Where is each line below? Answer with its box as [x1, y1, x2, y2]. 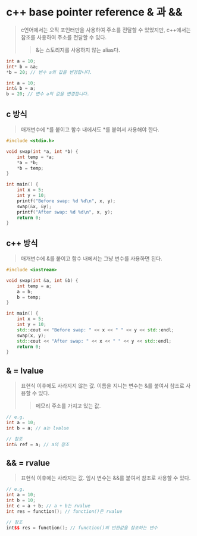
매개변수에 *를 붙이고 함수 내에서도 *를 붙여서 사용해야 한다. [20, 126, 160, 133]
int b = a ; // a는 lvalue [6, 425, 70, 431]
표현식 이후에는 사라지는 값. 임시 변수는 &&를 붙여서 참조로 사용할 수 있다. [20, 474, 191, 482]
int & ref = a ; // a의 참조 [6, 441, 70, 447]
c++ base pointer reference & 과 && [6, 5, 183, 19]
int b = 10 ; [6, 497, 36, 503]
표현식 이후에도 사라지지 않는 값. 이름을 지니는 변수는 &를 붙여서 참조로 [20, 382, 185, 390]
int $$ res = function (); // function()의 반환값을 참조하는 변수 [6, 525, 158, 531]
